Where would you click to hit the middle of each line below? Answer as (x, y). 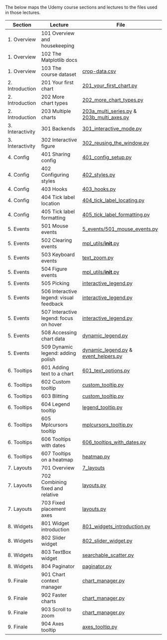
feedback (52, 304)
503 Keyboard (58, 255)
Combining (54, 482)
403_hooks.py (99, 189)
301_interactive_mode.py (112, 128)
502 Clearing (56, 240)
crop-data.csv (99, 71)
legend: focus (57, 318)
